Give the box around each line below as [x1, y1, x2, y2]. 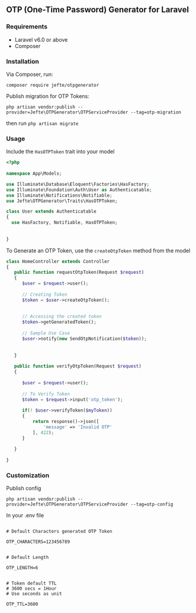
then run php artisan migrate [6, 119, 79, 127]
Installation [6, 57, 40, 65]
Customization [6, 471, 50, 479]
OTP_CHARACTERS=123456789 [6, 539, 70, 545]
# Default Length [6, 555, 49, 561]
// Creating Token [21, 291, 68, 298]
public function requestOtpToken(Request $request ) [14, 270, 144, 276]
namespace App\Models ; [6, 170, 62, 177]
